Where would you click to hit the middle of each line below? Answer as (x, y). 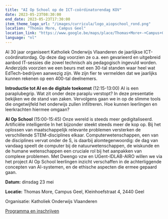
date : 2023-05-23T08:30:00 (33, 14)
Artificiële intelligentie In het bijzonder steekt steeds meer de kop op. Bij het (83, 124)
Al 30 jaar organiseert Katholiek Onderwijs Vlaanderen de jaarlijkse (74, 52)
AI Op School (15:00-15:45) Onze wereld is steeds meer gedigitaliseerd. (79, 119)
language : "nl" (21, 38)
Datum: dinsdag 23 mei (29, 182)
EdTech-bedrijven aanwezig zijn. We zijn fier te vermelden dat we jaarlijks (81, 73)
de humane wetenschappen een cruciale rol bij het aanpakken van (73, 151)
